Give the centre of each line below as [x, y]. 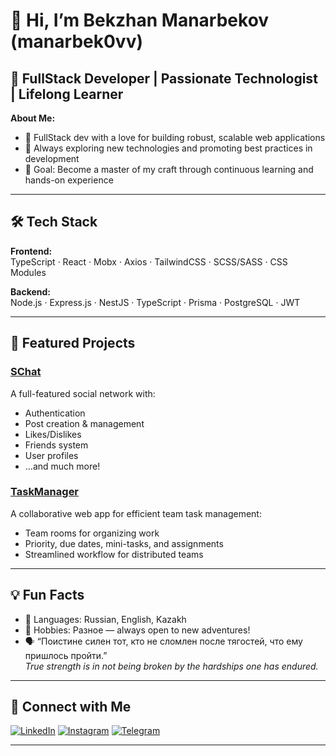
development [52, 158]
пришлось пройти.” [66, 655]
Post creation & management [84, 423]
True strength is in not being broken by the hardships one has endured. [171, 666]
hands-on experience [69, 180]
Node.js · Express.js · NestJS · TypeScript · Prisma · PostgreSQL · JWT [155, 302]
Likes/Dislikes [53, 434]
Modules [28, 272]
